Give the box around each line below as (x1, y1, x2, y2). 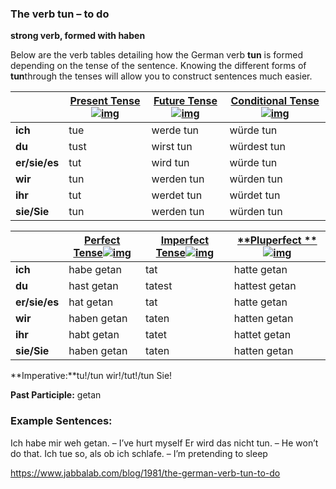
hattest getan (233, 279, 297, 293)
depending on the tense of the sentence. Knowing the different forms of (10, 60, 307, 72)
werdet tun (151, 188, 203, 202)
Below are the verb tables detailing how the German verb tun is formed (10, 49, 303, 61)
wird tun (151, 156, 190, 170)
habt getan (68, 328, 120, 342)
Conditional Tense (230, 94, 320, 108)
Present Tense (69, 94, 141, 108)
